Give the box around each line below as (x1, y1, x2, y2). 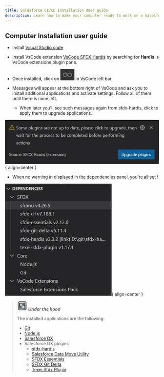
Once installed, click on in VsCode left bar (12, 76, 112, 82)
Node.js (24, 330, 41, 336)
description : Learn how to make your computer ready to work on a (5, 13, 143, 18)
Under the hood (28, 306, 61, 312)
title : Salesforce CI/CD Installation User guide (5, 8, 108, 13)
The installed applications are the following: (17, 315, 105, 322)
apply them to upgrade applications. (19, 110, 92, 116)
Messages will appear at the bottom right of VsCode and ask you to (12, 85, 148, 91)
